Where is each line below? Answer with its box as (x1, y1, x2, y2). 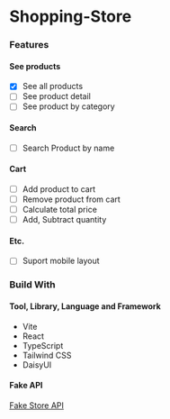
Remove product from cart (22, 194, 121, 205)
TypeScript (22, 340, 64, 351)
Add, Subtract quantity (22, 214, 107, 225)
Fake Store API (9, 399, 65, 411)
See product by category (22, 101, 115, 112)
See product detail (22, 91, 92, 102)
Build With (9, 278, 56, 291)
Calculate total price (22, 205, 97, 215)
